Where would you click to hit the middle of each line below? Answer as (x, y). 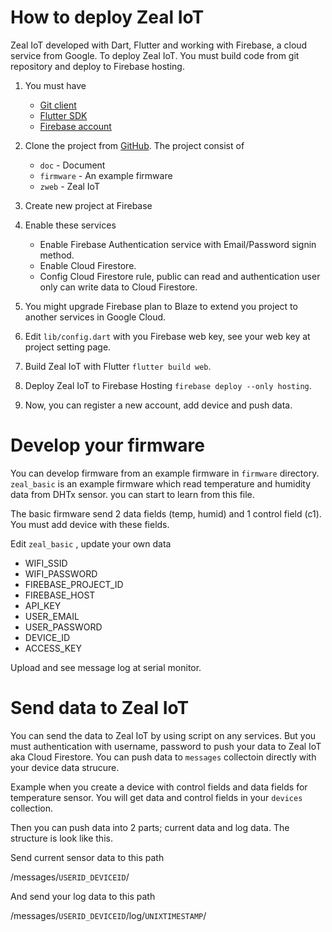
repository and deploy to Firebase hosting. (97, 66)
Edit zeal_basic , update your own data (91, 543)
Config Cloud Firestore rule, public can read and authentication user (180, 276)
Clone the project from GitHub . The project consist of (134, 145)
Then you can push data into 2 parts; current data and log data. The (150, 827)
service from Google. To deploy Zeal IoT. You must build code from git (155, 55)
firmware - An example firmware (106, 175)
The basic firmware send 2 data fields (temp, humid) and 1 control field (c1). (166, 513)
